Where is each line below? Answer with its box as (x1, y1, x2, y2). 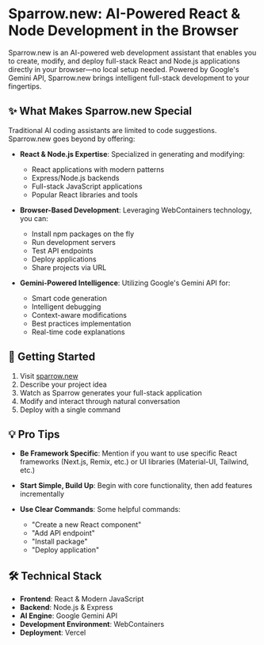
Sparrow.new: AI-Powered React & (8, 5, 241, 23)
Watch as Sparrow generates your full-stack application (19, 387, 202, 397)
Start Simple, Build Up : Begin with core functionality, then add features (19, 481, 253, 490)
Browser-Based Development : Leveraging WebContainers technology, (19, 205, 252, 215)
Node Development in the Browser (8, 21, 239, 40)
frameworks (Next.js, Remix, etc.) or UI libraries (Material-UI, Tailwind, (19, 457, 249, 467)
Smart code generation (31, 293, 107, 303)
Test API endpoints (31, 246, 94, 255)
